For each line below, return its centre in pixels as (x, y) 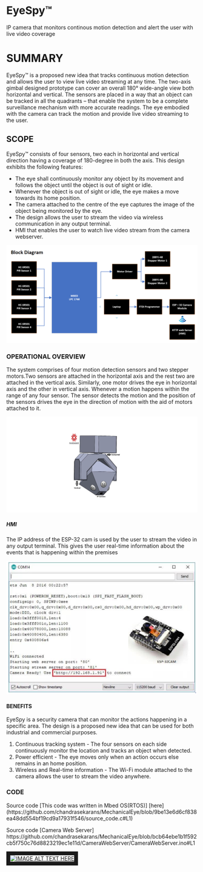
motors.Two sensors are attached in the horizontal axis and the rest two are (101, 376)
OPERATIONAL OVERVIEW (46, 357)
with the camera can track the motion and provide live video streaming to (98, 113)
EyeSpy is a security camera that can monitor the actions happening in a (97, 720)
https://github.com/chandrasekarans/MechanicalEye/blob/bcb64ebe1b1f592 (101, 836)
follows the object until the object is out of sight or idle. (84, 185)
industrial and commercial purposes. (52, 733)
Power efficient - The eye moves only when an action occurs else (97, 757)
